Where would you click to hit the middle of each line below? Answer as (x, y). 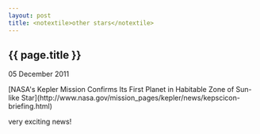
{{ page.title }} (45, 55)
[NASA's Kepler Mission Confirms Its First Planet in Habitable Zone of (121, 90)
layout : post (30, 15)
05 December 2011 (39, 74)
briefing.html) (31, 106)
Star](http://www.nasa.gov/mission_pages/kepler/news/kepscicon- (130, 98)
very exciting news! (40, 122)
